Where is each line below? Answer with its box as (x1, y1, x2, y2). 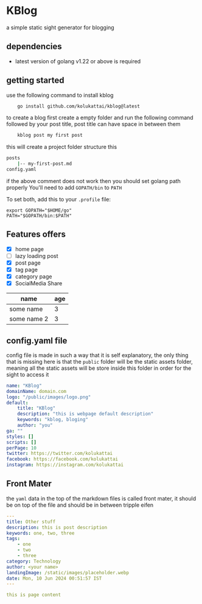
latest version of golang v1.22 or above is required (15, 57, 141, 64)
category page (15, 273, 52, 280)
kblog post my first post (17, 132, 83, 139)
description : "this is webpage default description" (17, 411, 154, 417)
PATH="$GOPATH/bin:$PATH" (6, 212, 72, 219)
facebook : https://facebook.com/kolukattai (6, 456, 119, 462)
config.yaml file (6, 335, 68, 345)
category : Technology (6, 558, 61, 564)
